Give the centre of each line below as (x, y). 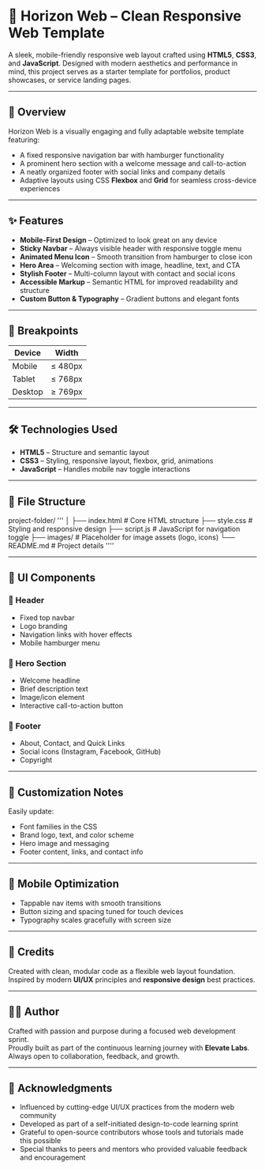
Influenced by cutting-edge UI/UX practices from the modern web (127, 1107)
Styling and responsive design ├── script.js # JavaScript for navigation (124, 529)
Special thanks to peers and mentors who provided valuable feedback (133, 1149)
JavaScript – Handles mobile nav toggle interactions (105, 469)
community (38, 1115)
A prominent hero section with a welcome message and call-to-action (133, 163)
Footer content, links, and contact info (81, 852)
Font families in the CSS (58, 827)
